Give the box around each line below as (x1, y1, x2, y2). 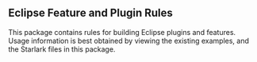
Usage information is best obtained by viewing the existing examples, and (8, 36, 250, 45)
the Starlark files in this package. (8, 44, 116, 54)
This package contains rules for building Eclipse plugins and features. (8, 27, 236, 37)
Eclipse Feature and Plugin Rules (8, 6, 173, 20)
